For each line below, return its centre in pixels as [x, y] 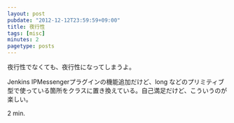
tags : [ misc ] [26, 33]
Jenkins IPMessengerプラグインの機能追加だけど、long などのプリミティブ [116, 82]
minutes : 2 [23, 40]
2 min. [16, 113]
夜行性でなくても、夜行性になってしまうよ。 [71, 67]
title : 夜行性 [26, 27]
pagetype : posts [31, 46]
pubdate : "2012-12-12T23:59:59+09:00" [64, 20]
